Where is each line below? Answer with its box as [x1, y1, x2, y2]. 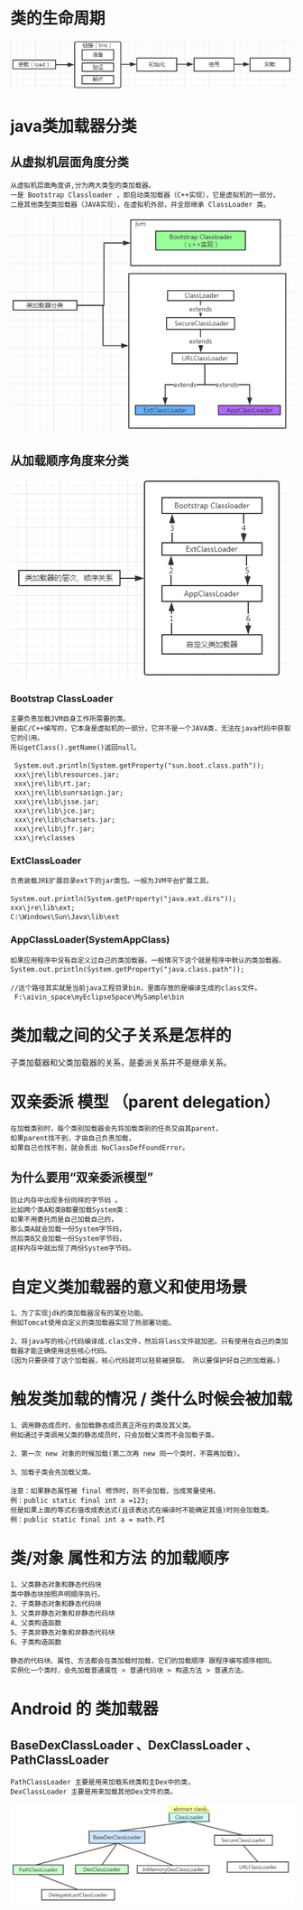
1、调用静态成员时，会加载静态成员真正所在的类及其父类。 [10, 1421, 197, 1430]
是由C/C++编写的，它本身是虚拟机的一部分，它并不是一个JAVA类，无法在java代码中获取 [10, 724, 291, 733]
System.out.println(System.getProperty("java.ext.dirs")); [10, 895, 237, 904]
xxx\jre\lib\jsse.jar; [14, 797, 100, 806]
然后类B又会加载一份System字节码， [10, 1235, 126, 1244]
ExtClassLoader [10, 854, 82, 867]
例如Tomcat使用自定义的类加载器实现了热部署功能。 [10, 1318, 176, 1328]
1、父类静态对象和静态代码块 [10, 1580, 102, 1589]
